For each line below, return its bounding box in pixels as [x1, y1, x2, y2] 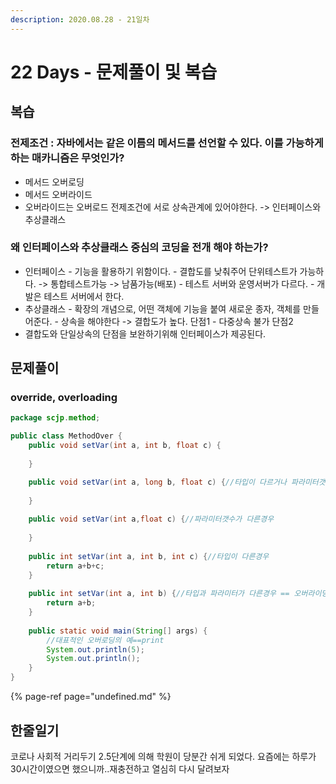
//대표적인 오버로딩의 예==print [46, 635, 165, 645]
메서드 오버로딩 [24, 176, 85, 188]
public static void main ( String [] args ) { [28, 626, 208, 636]
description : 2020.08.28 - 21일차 [10, 14, 150, 25]
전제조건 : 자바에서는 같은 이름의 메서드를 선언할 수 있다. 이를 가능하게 [10, 136, 324, 150]
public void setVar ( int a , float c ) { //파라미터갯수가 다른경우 [28, 514, 275, 525]
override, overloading [10, 391, 118, 405]
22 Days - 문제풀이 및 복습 [10, 61, 218, 83]
